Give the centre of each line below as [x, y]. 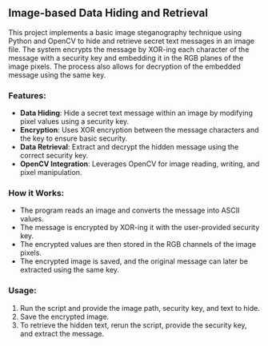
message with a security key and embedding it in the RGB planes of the [126, 58]
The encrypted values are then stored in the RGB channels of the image [138, 245]
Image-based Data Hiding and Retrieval [108, 13]
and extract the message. [62, 333]
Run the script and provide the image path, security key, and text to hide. [140, 308]
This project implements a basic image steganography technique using [125, 32]
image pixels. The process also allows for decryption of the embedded [125, 66]
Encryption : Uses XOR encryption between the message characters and [139, 130]
